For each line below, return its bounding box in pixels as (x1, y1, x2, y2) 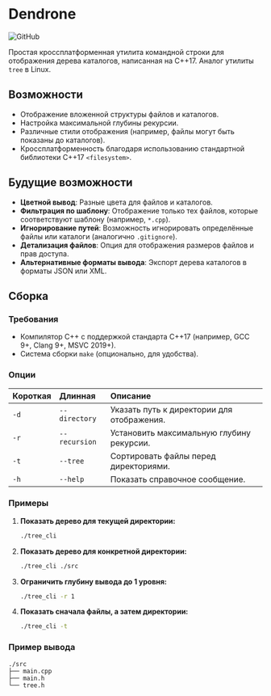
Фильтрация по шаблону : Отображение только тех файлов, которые (19, 205, 258, 215)
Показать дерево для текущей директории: (19, 516, 176, 525)
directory (59, 414, 97, 423)
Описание (110, 390, 152, 401)
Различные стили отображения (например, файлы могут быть (19, 126, 236, 136)
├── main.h (8, 674, 45, 682)
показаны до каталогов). (19, 135, 106, 145)
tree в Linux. (8, 64, 51, 74)
